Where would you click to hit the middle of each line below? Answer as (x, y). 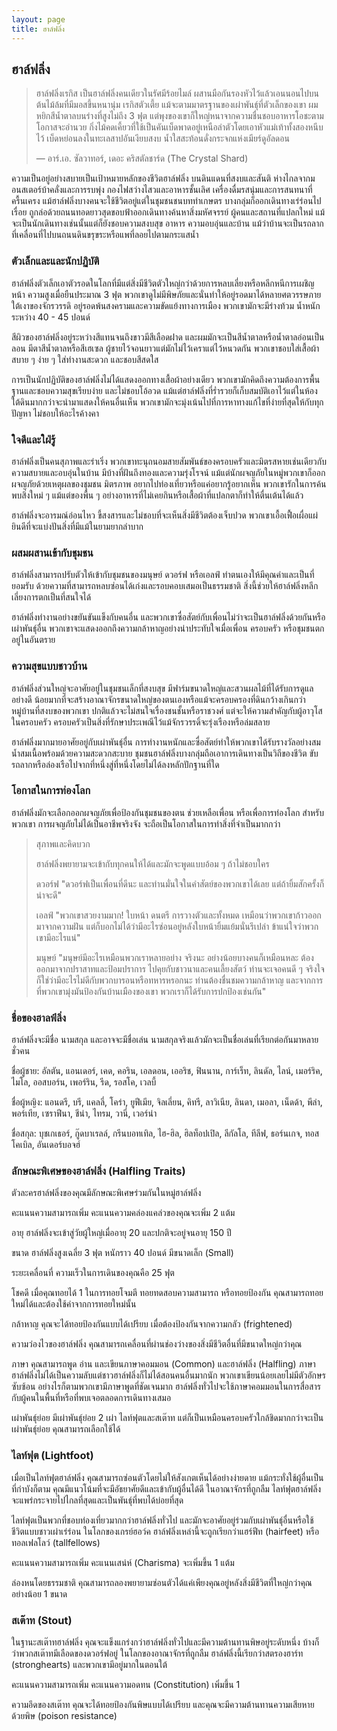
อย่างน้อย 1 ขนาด (39, 1593)
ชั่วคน (21, 1051)
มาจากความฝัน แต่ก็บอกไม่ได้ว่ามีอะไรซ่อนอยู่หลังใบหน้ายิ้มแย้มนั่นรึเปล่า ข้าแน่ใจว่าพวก (177, 926)
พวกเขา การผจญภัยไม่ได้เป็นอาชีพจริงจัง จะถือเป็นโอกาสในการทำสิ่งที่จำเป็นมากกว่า (146, 823)
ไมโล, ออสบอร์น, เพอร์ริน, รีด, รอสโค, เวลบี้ (84, 1082)
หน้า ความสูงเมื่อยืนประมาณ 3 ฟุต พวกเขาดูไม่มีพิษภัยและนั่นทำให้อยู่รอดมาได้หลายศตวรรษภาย (166, 294)
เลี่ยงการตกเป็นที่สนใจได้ (51, 597)
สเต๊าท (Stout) (42, 1620)
